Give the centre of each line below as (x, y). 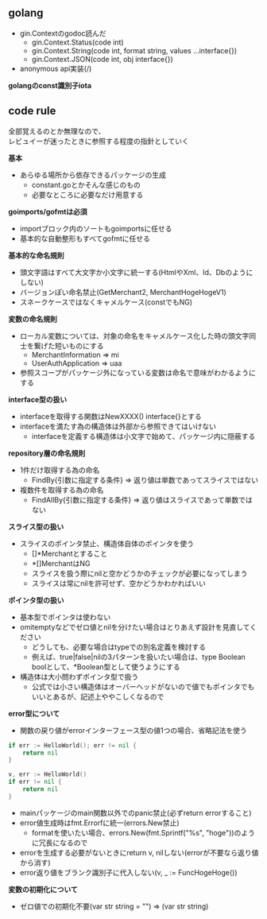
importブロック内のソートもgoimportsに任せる (96, 228)
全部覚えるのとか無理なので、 (57, 131)
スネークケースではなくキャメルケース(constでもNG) (106, 302)
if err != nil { (35, 782)
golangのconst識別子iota (50, 85)
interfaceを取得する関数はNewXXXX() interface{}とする (111, 416)
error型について (34, 713)
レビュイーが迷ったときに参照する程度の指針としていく (99, 141)
